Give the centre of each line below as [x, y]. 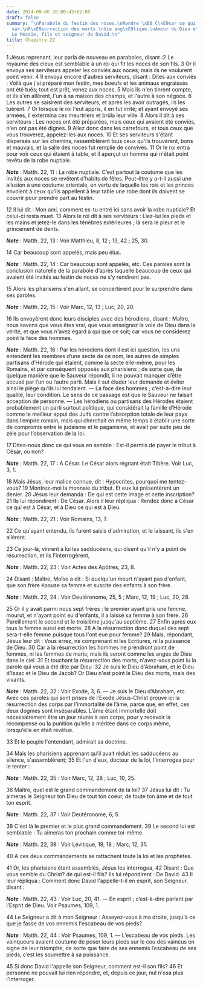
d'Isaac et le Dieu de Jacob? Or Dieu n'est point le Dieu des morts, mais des [101, 673]
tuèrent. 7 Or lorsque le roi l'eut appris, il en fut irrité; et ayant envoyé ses [97, 109]
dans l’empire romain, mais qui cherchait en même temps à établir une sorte [101, 421]
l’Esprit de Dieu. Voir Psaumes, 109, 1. [53, 905]
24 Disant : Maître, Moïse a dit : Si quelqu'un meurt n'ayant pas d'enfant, [96, 579]
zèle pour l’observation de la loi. [46, 433]
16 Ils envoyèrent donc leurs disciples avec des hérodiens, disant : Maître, [98, 318]
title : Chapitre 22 [31, 40]
